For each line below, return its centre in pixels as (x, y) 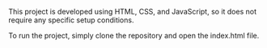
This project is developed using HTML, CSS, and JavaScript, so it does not (133, 12)
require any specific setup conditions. (71, 20)
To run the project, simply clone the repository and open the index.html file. (134, 36)
